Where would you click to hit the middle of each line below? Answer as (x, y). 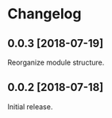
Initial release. (30, 106)
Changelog (44, 14)
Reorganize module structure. (56, 62)
